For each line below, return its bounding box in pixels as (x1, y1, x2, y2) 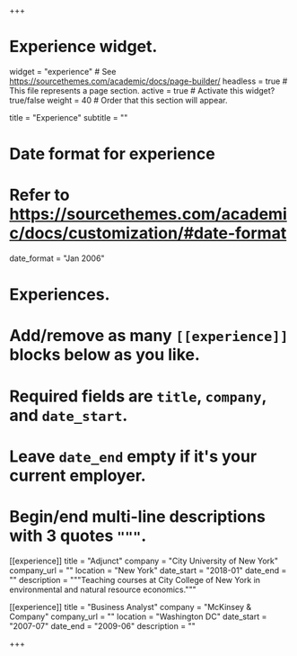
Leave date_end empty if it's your (9, 446, 258, 466)
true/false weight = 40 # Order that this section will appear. (9, 94, 228, 105)
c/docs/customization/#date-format (9, 223, 287, 244)
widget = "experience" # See (9, 66, 117, 76)
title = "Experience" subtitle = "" (9, 112, 128, 122)
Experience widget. (9, 37, 158, 57)
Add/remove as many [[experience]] (9, 326, 289, 346)
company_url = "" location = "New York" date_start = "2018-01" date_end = (9, 564, 287, 576)
